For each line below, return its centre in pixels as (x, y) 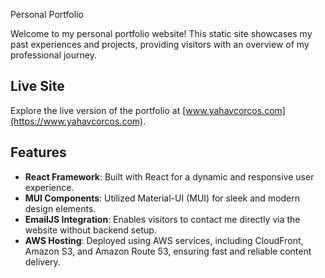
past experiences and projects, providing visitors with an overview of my (160, 44)
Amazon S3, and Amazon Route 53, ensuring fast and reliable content (168, 251)
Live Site (37, 86)
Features (38, 152)
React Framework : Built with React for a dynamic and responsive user (169, 176)
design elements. (60, 208)
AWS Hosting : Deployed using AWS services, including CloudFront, (164, 240)
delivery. (42, 261)
